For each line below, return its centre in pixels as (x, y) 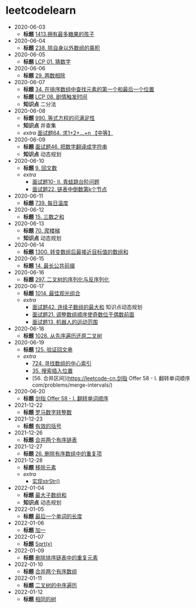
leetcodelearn (41, 10)
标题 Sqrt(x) (38, 544)
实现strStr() (46, 481)
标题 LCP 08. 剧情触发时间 (55, 97)
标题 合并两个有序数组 (50, 571)
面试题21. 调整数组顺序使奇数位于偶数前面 (83, 314)
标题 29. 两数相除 (44, 75)
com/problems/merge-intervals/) (72, 385)
